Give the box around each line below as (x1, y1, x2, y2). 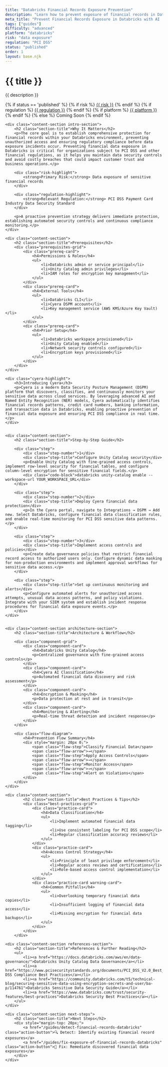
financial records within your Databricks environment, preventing (5, 135, 149, 140)
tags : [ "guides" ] (5, 21, 41, 27)
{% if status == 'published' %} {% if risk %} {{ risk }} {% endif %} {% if (5, 102, 151, 108)
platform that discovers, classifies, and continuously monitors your (5, 389, 155, 395)
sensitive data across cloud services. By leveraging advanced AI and (5, 394, 155, 399)
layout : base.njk (5, 54, 41, 59)
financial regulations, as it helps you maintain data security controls (5, 153, 162, 158)
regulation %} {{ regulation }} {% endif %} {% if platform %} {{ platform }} (5, 107, 157, 113)
